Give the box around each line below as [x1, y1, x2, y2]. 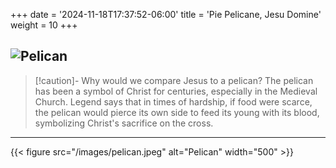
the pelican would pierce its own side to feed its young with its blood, [34, 106, 320, 118]
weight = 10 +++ [10, 19, 78, 31]
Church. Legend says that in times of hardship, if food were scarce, [34, 95, 313, 108]
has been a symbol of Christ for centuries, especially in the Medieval [34, 85, 318, 97]
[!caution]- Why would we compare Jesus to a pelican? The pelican [34, 74, 314, 86]
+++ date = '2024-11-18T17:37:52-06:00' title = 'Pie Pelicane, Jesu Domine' [10, 9, 322, 20]
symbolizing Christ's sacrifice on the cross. [34, 117, 214, 129]
